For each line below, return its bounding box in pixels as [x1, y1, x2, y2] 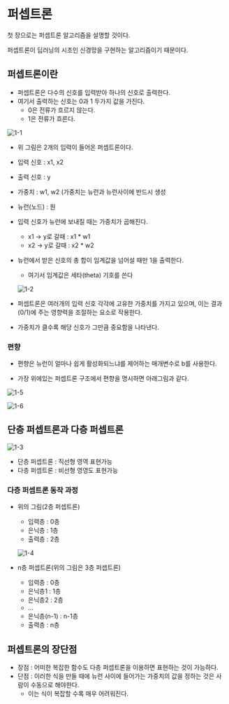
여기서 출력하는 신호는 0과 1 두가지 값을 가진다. [17, 97, 145, 105]
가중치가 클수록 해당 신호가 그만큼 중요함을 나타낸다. [17, 323, 159, 331]
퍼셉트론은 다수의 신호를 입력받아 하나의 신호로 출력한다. [17, 88, 171, 97]
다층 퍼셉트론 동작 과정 [7, 485, 79, 495]
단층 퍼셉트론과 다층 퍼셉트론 [7, 424, 124, 436]
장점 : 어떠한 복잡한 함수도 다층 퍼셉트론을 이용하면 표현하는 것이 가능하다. [17, 663, 219, 671]
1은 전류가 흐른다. [27, 114, 75, 123]
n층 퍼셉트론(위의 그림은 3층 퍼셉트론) [17, 563, 121, 572]
